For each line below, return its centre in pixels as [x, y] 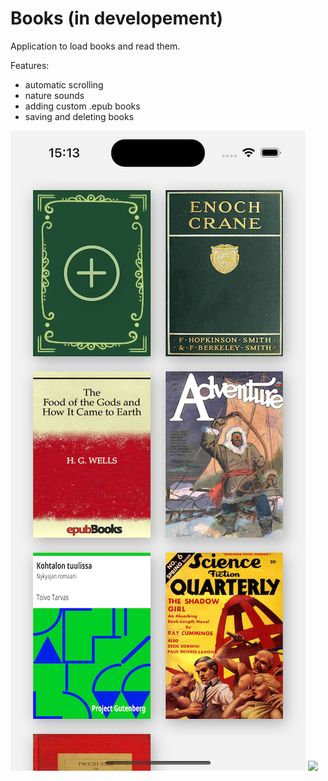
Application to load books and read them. [95, 46]
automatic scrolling [64, 84]
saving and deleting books [79, 116]
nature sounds [54, 95]
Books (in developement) [116, 18]
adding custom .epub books [82, 106]
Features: [30, 65]
